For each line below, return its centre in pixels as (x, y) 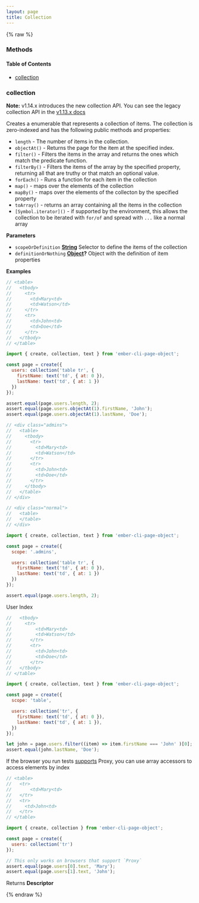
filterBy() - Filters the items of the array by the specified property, (98, 167)
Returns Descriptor (30, 883)
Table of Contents (29, 64)
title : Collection (29, 17)
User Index (20, 607)
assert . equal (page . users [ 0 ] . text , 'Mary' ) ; (61, 866)
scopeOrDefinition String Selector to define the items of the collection (101, 247)
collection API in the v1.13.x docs (46, 112)
